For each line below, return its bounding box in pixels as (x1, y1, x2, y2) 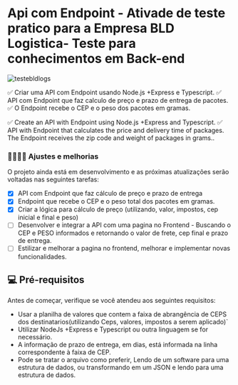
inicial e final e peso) (17, 213, 79, 222)
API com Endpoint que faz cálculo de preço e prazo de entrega (17, 189, 203, 198)
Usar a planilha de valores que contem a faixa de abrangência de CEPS (17, 310, 227, 319)
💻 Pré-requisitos (7, 274, 85, 286)
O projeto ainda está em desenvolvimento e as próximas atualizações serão (7, 168, 229, 176)
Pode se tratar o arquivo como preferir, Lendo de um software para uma (17, 356, 229, 364)
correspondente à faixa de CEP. (17, 348, 112, 356)
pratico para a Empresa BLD (7, 20, 175, 36)
